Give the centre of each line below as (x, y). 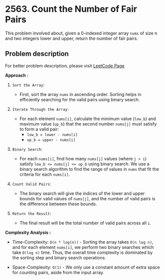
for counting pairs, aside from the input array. (58, 272)
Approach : (17, 75)
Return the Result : (32, 213)
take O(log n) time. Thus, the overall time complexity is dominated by (82, 252)
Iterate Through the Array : (40, 109)
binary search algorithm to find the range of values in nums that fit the (89, 169)
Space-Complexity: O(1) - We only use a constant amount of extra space (86, 267)
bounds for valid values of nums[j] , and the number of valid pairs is (87, 198)
